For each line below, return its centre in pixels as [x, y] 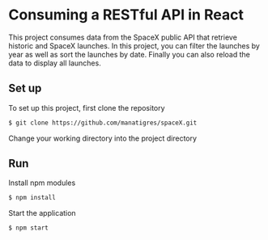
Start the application [42, 213]
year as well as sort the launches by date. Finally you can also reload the [130, 54]
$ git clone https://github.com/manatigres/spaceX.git [103, 123]
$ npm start [28, 228]
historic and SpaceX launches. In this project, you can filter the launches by [134, 45]
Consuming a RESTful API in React [126, 15]
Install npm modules [42, 183]
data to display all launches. [55, 63]
